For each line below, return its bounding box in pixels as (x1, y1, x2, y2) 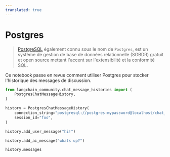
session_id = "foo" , (14, 115, 53, 120)
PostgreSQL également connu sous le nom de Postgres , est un (17, 46, 148, 52)
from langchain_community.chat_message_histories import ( (5, 87, 133, 92)
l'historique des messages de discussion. (5, 77, 92, 84)
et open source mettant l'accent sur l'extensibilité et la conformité (17, 57, 155, 63)
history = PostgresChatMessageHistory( (5, 106, 90, 111)
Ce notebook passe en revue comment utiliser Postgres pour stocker (5, 72, 149, 78)
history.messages (5, 147, 42, 152)
